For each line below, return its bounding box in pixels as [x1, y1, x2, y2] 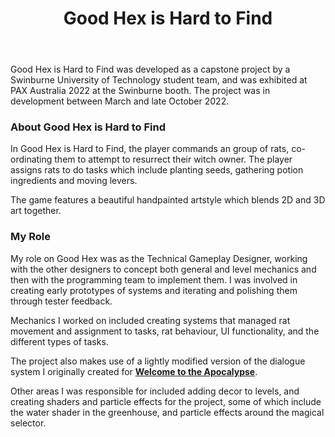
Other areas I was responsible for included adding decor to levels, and [10, 385, 300, 397]
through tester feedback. [10, 295, 113, 307]
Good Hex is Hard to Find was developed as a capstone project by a [10, 63, 291, 76]
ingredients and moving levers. [10, 175, 138, 187]
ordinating [10, 153, 53, 166]
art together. [10, 205, 62, 217]
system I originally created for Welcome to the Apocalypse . [10, 365, 258, 377]
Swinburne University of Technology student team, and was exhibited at [10, 74, 308, 86]
